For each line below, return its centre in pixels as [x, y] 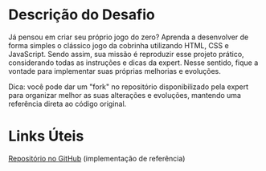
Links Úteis [46, 136]
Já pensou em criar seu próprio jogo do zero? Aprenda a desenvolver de [129, 37]
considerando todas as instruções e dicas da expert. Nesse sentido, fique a [133, 63]
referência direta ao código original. [68, 104]
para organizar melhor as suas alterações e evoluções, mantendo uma [125, 95]
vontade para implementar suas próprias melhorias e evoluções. [115, 71]
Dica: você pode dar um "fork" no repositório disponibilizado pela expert [129, 87]
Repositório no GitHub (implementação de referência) [97, 158]
